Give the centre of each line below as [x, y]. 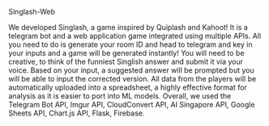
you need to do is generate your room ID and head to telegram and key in [130, 44]
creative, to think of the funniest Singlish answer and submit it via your [126, 61]
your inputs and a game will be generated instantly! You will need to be [126, 53]
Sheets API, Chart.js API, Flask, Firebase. [77, 113]
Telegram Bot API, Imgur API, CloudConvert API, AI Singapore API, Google [132, 105]
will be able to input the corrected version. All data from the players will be [132, 79]
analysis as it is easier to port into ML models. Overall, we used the [120, 96]
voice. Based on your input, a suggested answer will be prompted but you [131, 70]
